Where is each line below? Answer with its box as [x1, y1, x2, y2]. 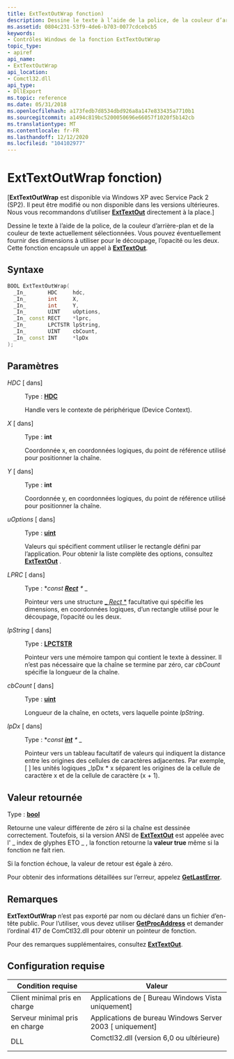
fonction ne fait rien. [7, 846, 65, 854]
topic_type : [7, 43, 42, 50]
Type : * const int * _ [24, 736, 82, 744]
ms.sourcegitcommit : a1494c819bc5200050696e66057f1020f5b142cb [7, 114, 195, 121]
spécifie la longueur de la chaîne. [24, 668, 120, 676]
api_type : [7, 82, 36, 89]
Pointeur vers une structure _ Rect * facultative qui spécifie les [24, 598, 204, 606]
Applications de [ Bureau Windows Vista [90, 993, 222, 1002]
